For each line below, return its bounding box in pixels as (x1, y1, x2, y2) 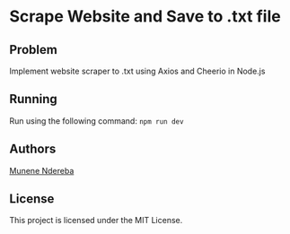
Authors (9, 142, 57, 157)
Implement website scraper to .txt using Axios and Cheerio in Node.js (9, 65, 266, 76)
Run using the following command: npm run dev (9, 115, 184, 126)
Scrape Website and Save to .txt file (9, 6, 281, 27)
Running (9, 91, 58, 107)
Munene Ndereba (9, 165, 75, 176)
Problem (9, 42, 58, 57)
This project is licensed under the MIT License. (9, 215, 183, 226)
